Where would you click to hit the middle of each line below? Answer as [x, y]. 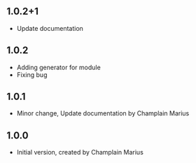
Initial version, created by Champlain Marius [80, 153]
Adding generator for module [58, 67]
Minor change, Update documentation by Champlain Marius [103, 113]
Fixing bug [32, 75]
